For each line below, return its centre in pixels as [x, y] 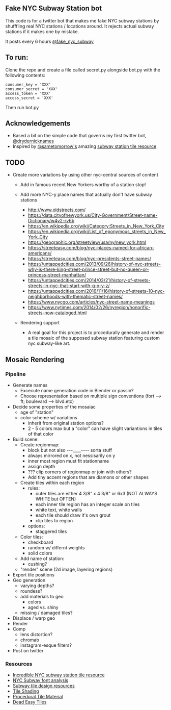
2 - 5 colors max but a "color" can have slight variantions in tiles [95, 428]
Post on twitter [28, 650]
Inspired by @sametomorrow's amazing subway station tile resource [84, 146]
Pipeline [16, 374]
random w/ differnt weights [56, 547]
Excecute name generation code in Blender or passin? [77, 390]
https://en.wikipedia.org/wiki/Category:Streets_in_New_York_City [96, 226]
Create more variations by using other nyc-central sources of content [85, 175]
